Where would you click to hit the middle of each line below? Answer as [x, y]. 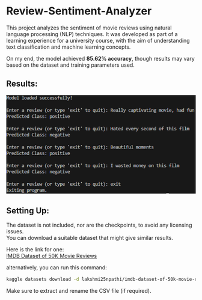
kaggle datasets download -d [43, 280]
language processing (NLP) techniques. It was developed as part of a [92, 34]
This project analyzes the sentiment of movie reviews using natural [89, 28]
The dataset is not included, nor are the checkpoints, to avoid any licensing [99, 225]
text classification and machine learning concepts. [69, 47]
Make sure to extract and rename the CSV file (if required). [79, 291]
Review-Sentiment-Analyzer [79, 11]
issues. [15, 231]
